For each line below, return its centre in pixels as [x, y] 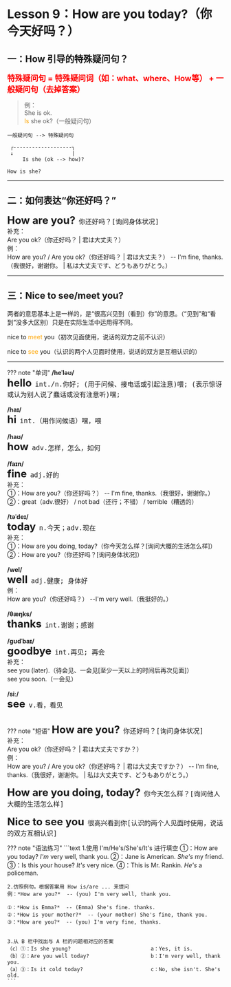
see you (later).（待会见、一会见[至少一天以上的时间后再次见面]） [100, 670]
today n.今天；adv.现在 [52, 527]
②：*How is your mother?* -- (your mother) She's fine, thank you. [108, 915]
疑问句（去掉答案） [49, 89]
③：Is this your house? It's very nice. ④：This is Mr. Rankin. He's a [105, 865]
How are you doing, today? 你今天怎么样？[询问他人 [114, 792]
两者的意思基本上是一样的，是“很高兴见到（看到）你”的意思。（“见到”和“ [109, 313]
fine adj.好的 [33, 474]
